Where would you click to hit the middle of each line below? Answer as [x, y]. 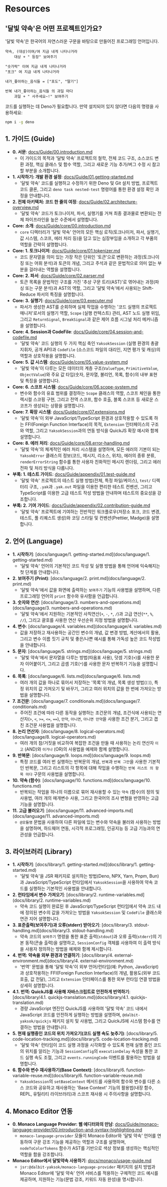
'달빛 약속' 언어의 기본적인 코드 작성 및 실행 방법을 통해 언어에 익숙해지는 [90, 566]
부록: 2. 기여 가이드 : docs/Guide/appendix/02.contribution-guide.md [81, 505]
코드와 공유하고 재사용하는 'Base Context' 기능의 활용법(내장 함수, [89, 1088]
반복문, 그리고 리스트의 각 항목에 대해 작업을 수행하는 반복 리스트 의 [89, 768]
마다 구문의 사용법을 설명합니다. [55, 774]
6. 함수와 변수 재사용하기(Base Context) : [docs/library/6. [69, 1070]
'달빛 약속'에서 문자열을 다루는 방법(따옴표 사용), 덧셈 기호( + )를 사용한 [87, 657]
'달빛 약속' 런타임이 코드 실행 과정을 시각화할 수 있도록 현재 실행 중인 [86, 1045]
